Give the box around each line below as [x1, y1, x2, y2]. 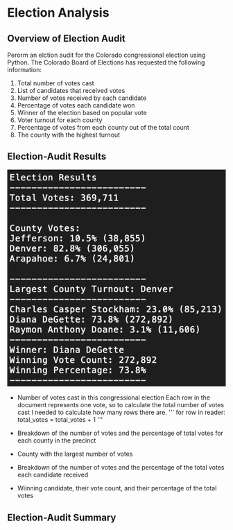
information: [7, 66, 42, 74]
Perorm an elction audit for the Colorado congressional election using [7, 51, 206, 59]
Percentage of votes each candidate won [17, 101, 135, 109]
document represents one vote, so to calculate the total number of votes [17, 401, 224, 409]
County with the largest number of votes [17, 450, 133, 459]
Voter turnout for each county [17, 116, 103, 124]
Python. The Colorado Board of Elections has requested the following [7, 58, 205, 67]
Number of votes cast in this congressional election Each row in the [17, 393, 210, 402]
